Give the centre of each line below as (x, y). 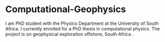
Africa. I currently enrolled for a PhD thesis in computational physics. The (82, 28)
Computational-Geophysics (66, 9)
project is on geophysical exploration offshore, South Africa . (69, 34)
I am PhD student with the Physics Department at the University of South (82, 23)
